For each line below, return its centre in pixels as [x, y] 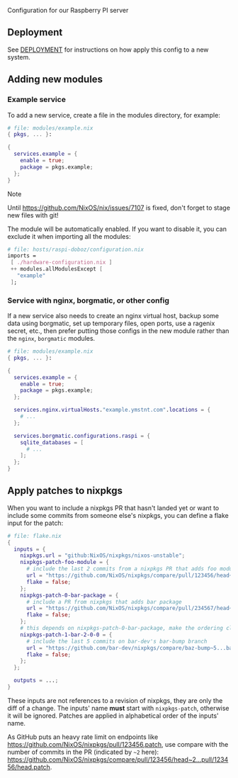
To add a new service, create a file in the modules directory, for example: [114, 115]
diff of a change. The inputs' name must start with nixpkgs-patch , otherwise [118, 708]
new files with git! [33, 215]
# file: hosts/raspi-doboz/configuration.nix [75, 249]
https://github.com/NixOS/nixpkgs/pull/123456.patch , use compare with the [118, 744]
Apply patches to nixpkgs [65, 491]
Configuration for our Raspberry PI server [68, 10]
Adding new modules [55, 80]
